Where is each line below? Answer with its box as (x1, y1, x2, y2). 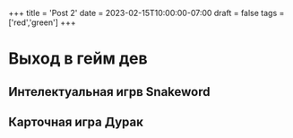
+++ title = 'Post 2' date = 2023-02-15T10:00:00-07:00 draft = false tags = (8, 8, 285, 18)
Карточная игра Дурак (8, 114, 144, 129)
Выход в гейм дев (8, 48, 149, 69)
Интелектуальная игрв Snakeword (8, 84, 211, 99)
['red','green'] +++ (8, 17, 77, 28)
